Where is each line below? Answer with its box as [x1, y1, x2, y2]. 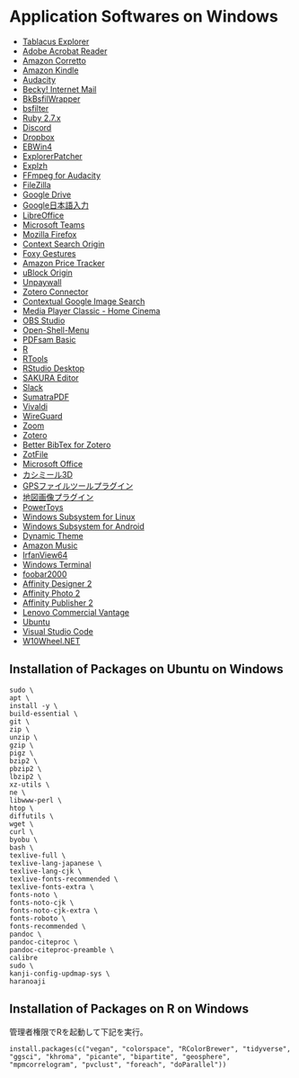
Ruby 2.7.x [22, 112, 61, 123]
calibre [9, 953, 39, 962]
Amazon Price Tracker [22, 257, 105, 268]
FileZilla [22, 179, 51, 190]
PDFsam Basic [22, 334, 76, 345]
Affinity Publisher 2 [22, 597, 94, 608]
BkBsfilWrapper [22, 93, 81, 104]
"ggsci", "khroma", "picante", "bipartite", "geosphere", [9, 1052, 231, 1061]
